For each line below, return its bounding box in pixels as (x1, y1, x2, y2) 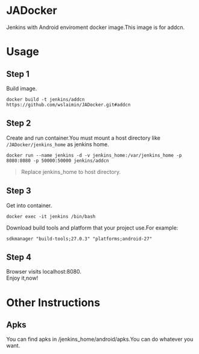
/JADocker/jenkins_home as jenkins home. (6, 140, 110, 148)
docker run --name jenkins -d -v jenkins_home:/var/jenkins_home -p (6, 152, 182, 158)
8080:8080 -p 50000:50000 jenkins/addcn (6, 158, 110, 164)
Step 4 (6, 252, 32, 262)
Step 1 (6, 69, 30, 79)
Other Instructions (6, 295, 101, 309)
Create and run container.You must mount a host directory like (6, 134, 161, 141)
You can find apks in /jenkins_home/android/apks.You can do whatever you (6, 336, 194, 343)
